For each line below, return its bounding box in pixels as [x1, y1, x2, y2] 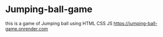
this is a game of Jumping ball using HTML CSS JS [5, 20, 113, 26]
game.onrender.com [5, 25, 48, 31]
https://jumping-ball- [113, 20, 158, 26]
